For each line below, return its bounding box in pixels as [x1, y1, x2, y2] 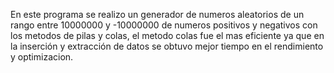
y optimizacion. [10, 51, 74, 63]
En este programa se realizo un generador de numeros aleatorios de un [10, 9, 305, 20]
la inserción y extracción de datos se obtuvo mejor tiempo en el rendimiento [10, 40, 324, 52]
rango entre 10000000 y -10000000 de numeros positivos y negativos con [10, 19, 318, 31]
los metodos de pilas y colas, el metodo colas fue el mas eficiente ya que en [10, 30, 325, 41]
